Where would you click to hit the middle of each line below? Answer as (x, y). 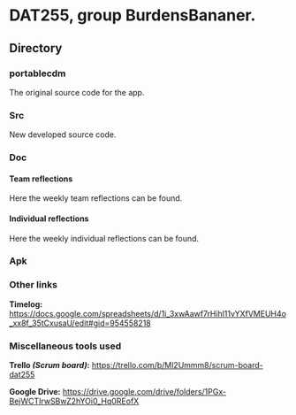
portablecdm (38, 73)
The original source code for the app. (77, 92)
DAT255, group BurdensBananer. (133, 15)
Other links (33, 285)
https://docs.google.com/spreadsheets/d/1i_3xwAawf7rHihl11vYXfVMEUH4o (148, 313)
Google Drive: (35, 392)
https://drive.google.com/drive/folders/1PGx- (144, 392)
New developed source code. (63, 134)
